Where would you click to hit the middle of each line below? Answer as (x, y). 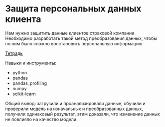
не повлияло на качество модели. (42, 119)
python (20, 72)
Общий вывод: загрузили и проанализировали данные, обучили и (75, 103)
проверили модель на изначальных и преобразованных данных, (74, 109)
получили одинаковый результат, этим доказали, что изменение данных (83, 114)
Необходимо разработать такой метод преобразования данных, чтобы (81, 38)
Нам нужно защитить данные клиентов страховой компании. (71, 33)
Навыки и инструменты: (31, 63)
